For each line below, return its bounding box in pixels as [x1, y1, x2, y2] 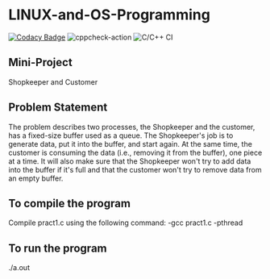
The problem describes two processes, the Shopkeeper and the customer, [8, 122, 255, 131]
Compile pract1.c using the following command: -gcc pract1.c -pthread [8, 218, 243, 227]
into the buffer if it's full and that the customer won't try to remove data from [8, 164, 262, 174]
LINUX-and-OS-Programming [8, 6, 211, 24]
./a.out [8, 263, 31, 273]
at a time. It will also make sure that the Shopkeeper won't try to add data [8, 156, 251, 166]
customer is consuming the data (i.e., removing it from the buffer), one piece [8, 148, 263, 157]
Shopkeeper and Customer [8, 77, 98, 86]
